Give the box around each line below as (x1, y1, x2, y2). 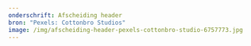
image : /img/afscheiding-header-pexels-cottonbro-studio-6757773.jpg (8, 26, 244, 34)
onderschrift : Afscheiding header (8, 11, 123, 19)
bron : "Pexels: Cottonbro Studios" (8, 19, 126, 27)
